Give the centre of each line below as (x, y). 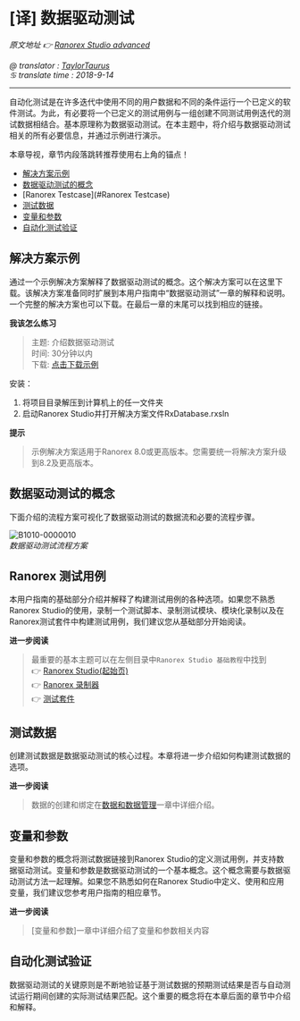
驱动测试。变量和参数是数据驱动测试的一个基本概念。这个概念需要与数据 (150, 870)
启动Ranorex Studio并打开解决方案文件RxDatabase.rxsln (125, 413)
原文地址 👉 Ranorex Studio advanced (79, 45)
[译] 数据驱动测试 (72, 18)
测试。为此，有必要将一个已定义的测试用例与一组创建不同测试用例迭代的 (150, 113)
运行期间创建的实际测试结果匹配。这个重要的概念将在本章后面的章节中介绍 (154, 996)
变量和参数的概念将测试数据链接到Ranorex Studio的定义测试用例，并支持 (143, 859)
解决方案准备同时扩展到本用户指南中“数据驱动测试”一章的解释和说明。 (161, 292)
